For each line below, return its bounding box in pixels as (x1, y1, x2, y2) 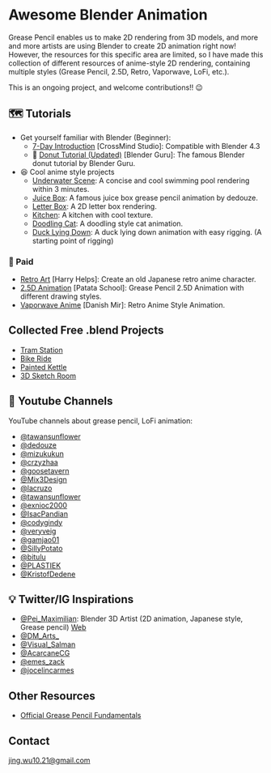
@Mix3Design (19, 474, 67, 484)
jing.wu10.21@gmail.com (8, 755, 91, 766)
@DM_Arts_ (19, 631, 59, 641)
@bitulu (19, 552, 46, 562)
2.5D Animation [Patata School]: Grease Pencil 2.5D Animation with (19, 283, 244, 293)
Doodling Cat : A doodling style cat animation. (32, 219, 184, 228)
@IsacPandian (19, 508, 69, 519)
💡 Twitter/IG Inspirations (8, 592, 134, 606)
